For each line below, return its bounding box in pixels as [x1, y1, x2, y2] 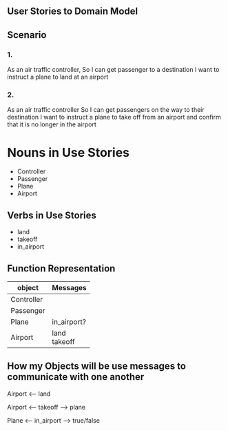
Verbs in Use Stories [7, 209, 96, 221]
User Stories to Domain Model [7, 6, 138, 17]
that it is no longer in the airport [7, 120, 96, 128]
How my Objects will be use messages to [7, 361, 186, 372]
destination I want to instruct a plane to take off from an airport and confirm [7, 113, 222, 122]
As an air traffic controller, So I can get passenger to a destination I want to [7, 66, 220, 74]
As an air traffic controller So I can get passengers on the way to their [7, 106, 205, 114]
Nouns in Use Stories [7, 144, 129, 160]
